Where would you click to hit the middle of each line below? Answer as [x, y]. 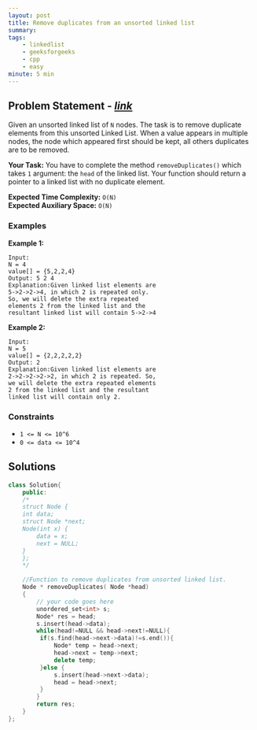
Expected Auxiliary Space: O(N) [61, 206]
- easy [33, 67]
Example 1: [26, 243]
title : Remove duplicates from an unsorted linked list [101, 23]
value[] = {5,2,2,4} [42, 271]
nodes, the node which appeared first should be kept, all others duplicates [128, 142]
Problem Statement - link [70, 106]
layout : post [29, 15]
